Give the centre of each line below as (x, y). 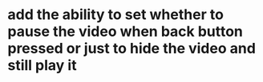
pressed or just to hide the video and (131, 49)
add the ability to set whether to (115, 15)
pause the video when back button (125, 31)
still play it (42, 66)
